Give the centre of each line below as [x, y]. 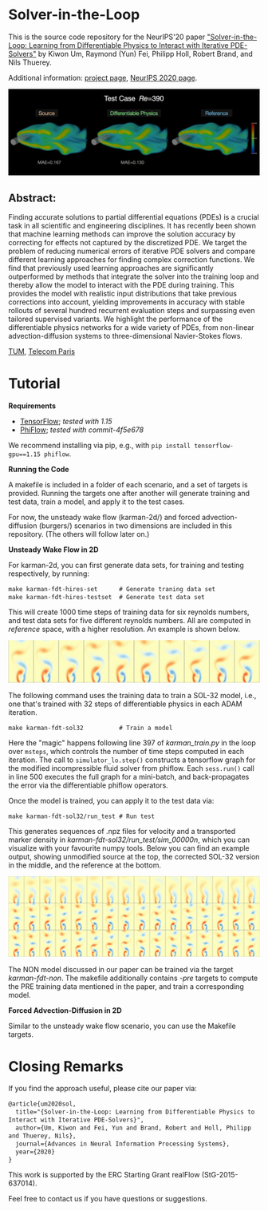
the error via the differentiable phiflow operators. [89, 785]
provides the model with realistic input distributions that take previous [123, 294]
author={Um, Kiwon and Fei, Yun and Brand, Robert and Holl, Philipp [133, 1128]
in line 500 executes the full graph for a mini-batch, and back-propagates [129, 776]
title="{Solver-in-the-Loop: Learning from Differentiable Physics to [135, 1112]
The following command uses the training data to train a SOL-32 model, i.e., [132, 695]
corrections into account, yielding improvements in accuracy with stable [127, 302]
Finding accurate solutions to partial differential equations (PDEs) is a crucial [134, 217]
